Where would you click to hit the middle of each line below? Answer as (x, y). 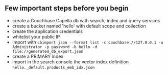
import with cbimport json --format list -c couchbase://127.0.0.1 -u (88, 42)
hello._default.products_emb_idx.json (53, 67)
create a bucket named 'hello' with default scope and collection (79, 26)
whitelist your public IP (36, 36)
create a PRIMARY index (38, 56)
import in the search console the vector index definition (70, 62)
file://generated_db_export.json (48, 51)
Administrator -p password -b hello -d (55, 47)
